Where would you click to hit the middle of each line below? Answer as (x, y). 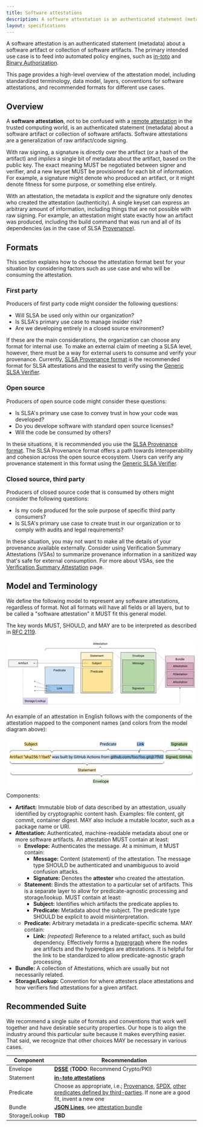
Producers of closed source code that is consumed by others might (90, 492)
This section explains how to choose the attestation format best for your (96, 262)
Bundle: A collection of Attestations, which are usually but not (92, 968)
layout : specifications (36, 25)
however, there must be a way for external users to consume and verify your (101, 353)
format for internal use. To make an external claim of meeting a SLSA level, (99, 347)
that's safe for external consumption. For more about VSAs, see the (90, 560)
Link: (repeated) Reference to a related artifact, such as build (109, 936)
